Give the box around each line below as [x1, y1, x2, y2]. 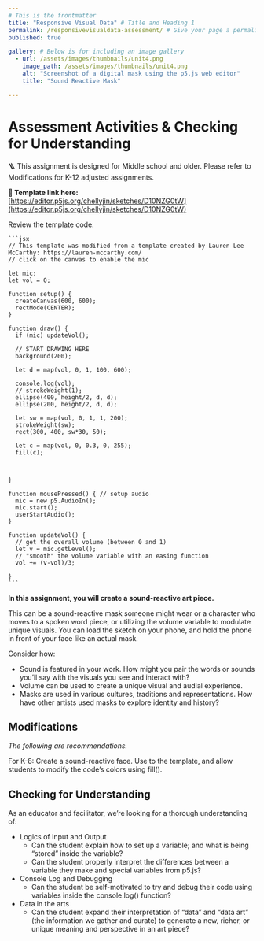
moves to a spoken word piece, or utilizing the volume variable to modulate [8, 617, 251, 626]
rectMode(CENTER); [15, 304, 76, 312]
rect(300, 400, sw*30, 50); [15, 428, 108, 435]
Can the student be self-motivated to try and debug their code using [31, 883, 253, 892]
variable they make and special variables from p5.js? [31, 865, 202, 875]
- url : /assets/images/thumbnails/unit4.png [15, 55, 163, 63]
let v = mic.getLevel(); [15, 545, 97, 553]
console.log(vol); [15, 380, 76, 387]
